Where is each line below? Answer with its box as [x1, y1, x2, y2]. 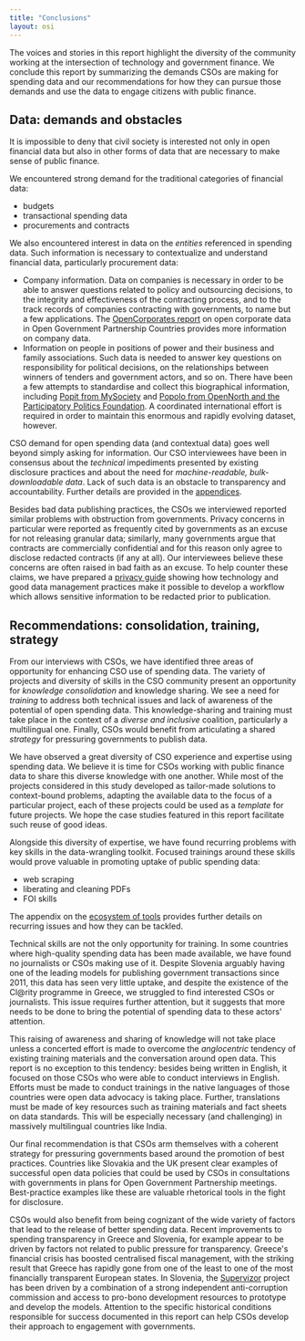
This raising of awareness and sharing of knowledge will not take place [9, 1034, 276, 1045]
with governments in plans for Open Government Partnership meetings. [9, 1178, 278, 1189]
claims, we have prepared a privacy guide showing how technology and [9, 572, 280, 583]
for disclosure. [9, 1197, 64, 1208]
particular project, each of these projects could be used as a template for [9, 800, 284, 811]
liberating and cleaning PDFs [22, 884, 131, 895]
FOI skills [22, 893, 57, 904]
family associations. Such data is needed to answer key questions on [22, 352, 282, 363]
